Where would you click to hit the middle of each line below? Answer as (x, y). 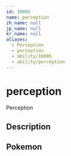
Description (28, 126)
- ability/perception (38, 62)
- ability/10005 (32, 56)
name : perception (28, 17)
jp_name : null (24, 28)
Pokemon (24, 147)
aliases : (17, 39)
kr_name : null (24, 34)
